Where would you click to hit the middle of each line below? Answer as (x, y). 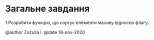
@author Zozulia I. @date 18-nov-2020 (45, 32)
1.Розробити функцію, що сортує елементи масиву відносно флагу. (77, 22)
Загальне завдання (47, 9)
